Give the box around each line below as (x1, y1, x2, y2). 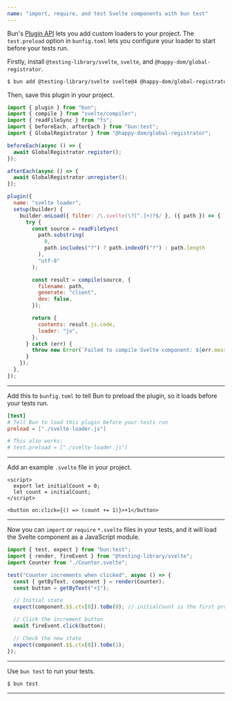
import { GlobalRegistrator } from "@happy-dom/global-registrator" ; (7, 130, 212, 136)
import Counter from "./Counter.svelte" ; (7, 559, 128, 566)
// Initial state (13, 597, 64, 604)
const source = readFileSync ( (32, 225, 119, 232)
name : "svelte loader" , (13, 199, 81, 206)
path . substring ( (37, 231, 85, 239)
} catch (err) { (25, 340, 72, 347)
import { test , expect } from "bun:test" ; (7, 547, 131, 553)
